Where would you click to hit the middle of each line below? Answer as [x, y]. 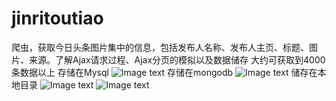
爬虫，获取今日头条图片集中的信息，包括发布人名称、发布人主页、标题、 [160, 47]
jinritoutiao [57, 18]
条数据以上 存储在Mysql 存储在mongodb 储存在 [164, 72]
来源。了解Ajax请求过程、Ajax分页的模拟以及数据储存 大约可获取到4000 [177, 59]
